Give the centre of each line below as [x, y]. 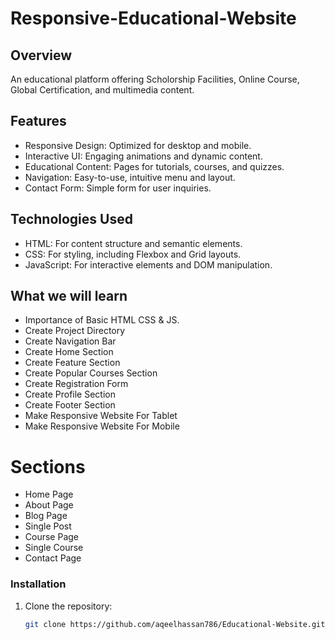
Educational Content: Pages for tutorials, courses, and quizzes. [154, 166]
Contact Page [53, 558]
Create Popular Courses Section [91, 373]
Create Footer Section [70, 405]
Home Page [49, 494]
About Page [49, 505]
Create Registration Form [76, 384]
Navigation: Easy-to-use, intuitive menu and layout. [130, 177]
